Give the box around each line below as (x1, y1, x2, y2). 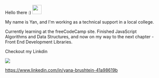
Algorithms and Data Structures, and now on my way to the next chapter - (5, 34, 154, 39)
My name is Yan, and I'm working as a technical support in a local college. (5, 19, 154, 25)
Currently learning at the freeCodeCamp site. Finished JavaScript (5, 28, 137, 34)
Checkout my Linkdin (5, 49, 48, 54)
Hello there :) (5, 10, 31, 15)
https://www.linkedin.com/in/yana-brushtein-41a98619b (5, 67, 118, 73)
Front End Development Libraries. (5, 39, 72, 45)
